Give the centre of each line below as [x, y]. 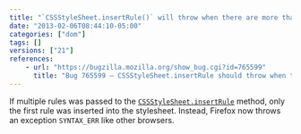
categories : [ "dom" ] [48, 34]
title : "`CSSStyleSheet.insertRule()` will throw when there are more [144, 17]
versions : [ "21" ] [42, 51]
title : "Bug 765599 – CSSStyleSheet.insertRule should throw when [159, 76]
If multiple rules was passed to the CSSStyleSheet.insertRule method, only [147, 101]
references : [31, 59]
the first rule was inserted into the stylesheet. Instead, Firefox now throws [145, 110]
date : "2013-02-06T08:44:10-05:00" [76, 26]
